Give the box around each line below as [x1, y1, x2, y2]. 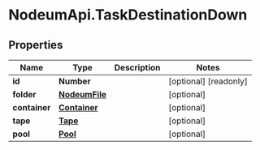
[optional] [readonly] [167, 75, 248, 87]
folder [12, 89, 37, 100]
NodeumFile [58, 89, 107, 100]
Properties [8, 38, 63, 52]
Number [58, 75, 91, 87]
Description [114, 62, 161, 73]
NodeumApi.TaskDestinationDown [8, 6, 248, 24]
